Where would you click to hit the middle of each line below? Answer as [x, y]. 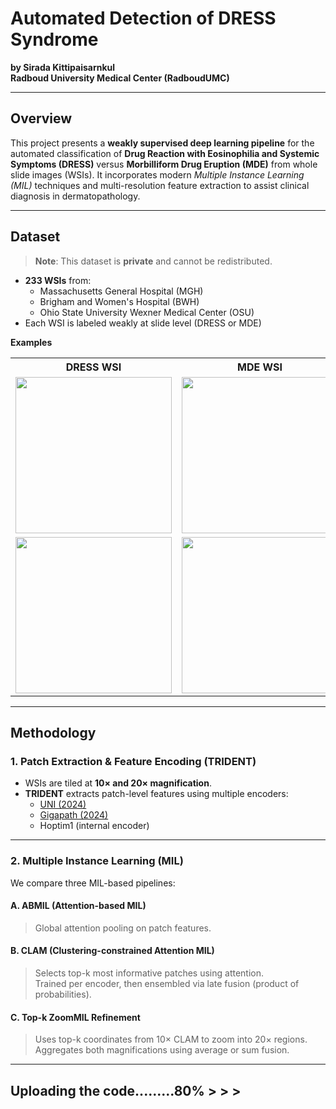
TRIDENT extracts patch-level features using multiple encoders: [156, 794]
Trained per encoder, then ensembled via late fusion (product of [167, 983]
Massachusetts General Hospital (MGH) [121, 291]
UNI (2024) [63, 804]
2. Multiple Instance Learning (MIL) [97, 861]
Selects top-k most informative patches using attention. [149, 973]
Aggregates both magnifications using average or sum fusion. [162, 1050]
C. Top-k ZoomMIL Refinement [75, 1017]
